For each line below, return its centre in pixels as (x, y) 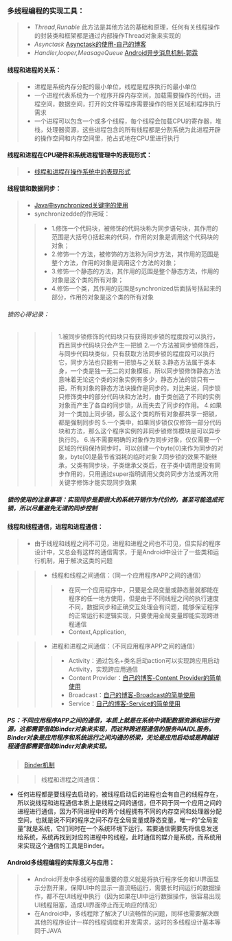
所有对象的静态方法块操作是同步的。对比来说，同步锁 (146, 388)
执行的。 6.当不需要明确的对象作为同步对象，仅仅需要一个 (140, 440)
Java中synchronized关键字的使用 (81, 205)
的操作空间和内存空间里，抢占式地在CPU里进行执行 (107, 138)
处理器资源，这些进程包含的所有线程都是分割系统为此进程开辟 (134, 129)
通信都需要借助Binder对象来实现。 (62, 746)
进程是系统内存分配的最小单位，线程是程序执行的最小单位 (115, 87)
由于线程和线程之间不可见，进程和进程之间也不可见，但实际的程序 (127, 543)
